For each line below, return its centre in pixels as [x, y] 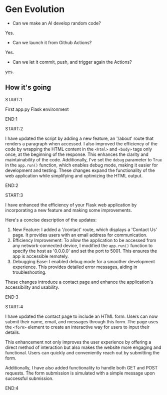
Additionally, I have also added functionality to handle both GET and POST [81, 367]
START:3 [14, 195]
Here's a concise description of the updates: [51, 220]
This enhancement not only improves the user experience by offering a [78, 342]
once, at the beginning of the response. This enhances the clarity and [77, 154]
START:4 [14, 306]
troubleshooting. [29, 272]
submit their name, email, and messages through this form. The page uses [82, 321]
